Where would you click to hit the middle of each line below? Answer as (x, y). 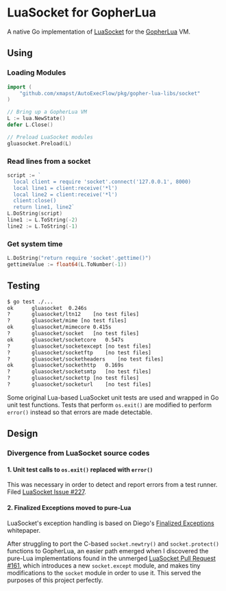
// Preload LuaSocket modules (50, 137)
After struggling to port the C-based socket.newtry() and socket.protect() (113, 544)
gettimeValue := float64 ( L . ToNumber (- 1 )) (67, 264)
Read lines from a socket (49, 161)
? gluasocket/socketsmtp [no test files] (79, 372)
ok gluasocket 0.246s (47, 308)
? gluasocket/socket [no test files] (73, 334)
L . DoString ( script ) (35, 214)
